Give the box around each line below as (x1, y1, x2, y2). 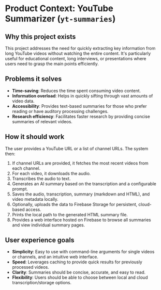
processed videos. (12, 264, 49, 270)
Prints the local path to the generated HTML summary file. (12, 211, 128, 217)
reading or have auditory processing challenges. (12, 108, 109, 114)
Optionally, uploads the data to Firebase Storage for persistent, (12, 201, 138, 207)
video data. (12, 98, 35, 104)
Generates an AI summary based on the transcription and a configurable (12, 180, 156, 187)
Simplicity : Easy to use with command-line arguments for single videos (12, 249, 155, 255)
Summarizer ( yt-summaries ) (5, 13, 116, 24)
